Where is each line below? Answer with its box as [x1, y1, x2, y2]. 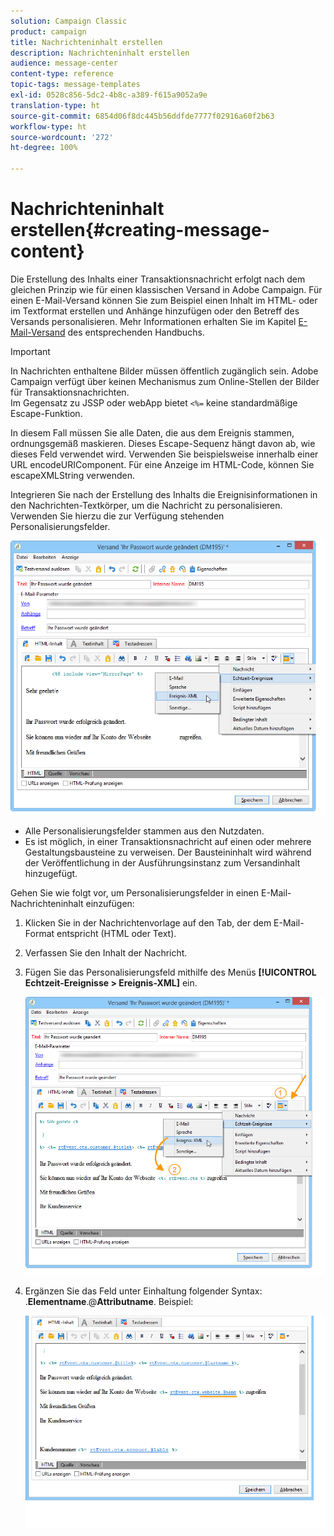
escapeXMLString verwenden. [10, 469, 135, 481]
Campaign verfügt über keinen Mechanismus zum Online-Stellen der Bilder [10, 375, 320, 387]
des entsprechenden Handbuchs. [67, 326, 205, 338]
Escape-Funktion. [10, 407, 83, 419]
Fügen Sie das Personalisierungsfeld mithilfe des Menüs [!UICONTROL [24, 966, 317, 978]
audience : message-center [10, 58, 118, 69]
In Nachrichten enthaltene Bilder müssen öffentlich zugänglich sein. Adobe [10, 365, 319, 377]
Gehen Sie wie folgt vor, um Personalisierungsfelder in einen [10, 886, 260, 899]
